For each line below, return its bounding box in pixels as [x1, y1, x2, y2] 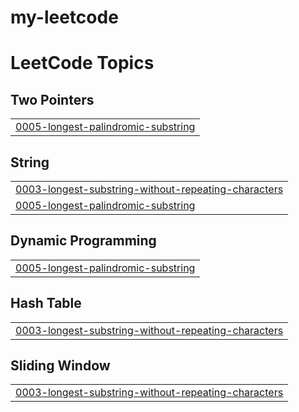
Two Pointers [10, 91, 95, 108]
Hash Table [10, 295, 82, 312]
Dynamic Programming [10, 232, 157, 250]
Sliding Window [10, 357, 111, 375]
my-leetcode [10, 6, 119, 29]
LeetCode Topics [10, 52, 155, 75]
